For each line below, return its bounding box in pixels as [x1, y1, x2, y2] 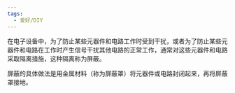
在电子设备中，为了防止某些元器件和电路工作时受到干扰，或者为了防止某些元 [7, 36, 228, 45]
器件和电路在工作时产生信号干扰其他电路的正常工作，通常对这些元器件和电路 [7, 45, 228, 54]
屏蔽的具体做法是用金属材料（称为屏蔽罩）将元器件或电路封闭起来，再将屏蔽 [7, 69, 228, 78]
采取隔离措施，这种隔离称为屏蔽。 [7, 54, 106, 63]
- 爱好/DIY [13, 17, 43, 24]
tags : [7, 10, 23, 17]
